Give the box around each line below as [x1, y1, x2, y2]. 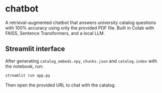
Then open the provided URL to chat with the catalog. [5, 82, 116, 88]
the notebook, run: [5, 63, 44, 69]
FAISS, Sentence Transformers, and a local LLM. [5, 30, 105, 36]
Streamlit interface [5, 44, 65, 53]
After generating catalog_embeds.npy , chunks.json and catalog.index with [5, 58, 157, 64]
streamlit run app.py [5, 73, 51, 78]
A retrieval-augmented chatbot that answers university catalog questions [5, 19, 156, 25]
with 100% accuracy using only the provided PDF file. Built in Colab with [5, 24, 154, 30]
